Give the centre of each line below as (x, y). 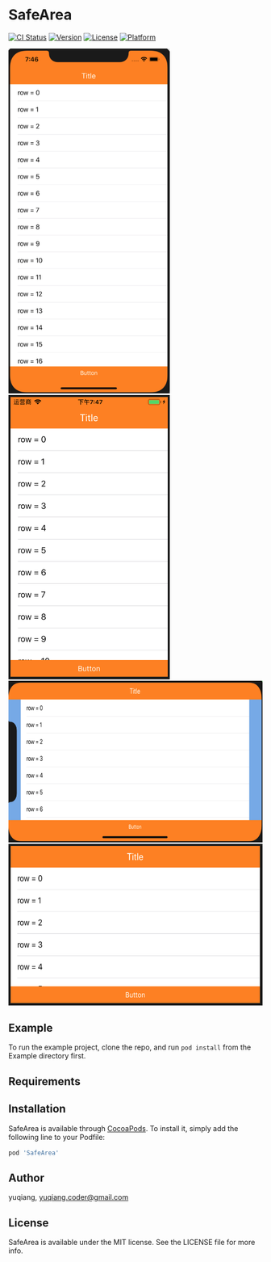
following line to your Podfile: (57, 1137)
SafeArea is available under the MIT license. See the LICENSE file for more (132, 1243)
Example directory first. (47, 1056)
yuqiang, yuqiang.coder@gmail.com (69, 1197)
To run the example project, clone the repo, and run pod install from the (130, 1047)
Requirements (44, 1081)
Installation (37, 1109)
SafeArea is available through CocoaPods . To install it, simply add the (123, 1128)
